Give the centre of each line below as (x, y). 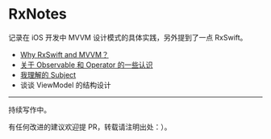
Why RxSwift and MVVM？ (64, 54)
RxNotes (38, 14)
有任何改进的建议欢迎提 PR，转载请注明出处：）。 (90, 127)
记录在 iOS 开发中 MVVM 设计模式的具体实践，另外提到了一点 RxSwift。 (128, 37)
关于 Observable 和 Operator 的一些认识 (86, 65)
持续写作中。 (29, 109)
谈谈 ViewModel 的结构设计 (65, 85)
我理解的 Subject (48, 74)
